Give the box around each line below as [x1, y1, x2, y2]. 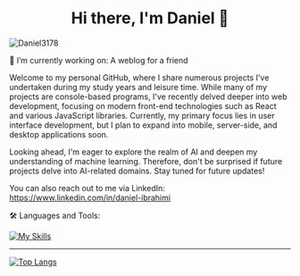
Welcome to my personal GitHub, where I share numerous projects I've [9, 71, 270, 83]
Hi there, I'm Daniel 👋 [71, 8, 229, 29]
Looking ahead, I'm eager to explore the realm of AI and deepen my [9, 146, 258, 157]
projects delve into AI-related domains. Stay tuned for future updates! [9, 165, 265, 176]
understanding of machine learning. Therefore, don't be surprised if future [9, 155, 283, 166]
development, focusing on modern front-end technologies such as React [9, 100, 277, 111]
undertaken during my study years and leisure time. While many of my [9, 81, 268, 92]
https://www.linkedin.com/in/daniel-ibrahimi [9, 192, 171, 203]
